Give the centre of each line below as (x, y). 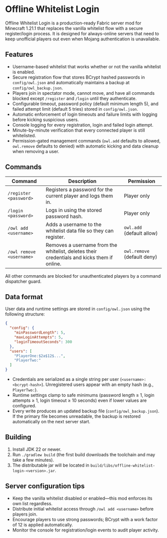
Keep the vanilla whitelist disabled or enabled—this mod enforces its (82, 498)
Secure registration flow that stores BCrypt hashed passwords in (79, 77)
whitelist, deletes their (71, 251)
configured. (24, 406)
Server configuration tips (45, 486)
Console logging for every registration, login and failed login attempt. (83, 125)
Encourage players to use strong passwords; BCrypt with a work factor (85, 519)
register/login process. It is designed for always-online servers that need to (82, 33)
